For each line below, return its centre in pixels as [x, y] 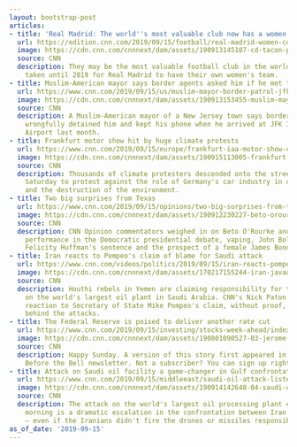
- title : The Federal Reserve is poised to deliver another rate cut [140, 322]
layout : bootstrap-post [53, 17]
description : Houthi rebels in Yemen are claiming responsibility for [150, 289]
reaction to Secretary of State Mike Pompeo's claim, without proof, [156, 305]
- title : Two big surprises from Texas [83, 199]
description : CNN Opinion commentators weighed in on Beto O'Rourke [146, 231]
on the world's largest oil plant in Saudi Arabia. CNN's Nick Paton [156, 297]
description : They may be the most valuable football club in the [142, 67]
